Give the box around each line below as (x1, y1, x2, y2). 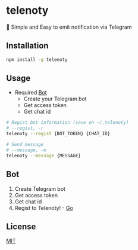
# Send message (6, 142, 44, 148)
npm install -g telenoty (6, 56, 68, 63)
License (6, 221, 36, 231)
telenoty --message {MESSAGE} (6, 153, 81, 158)
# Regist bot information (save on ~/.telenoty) (6, 120, 129, 126)
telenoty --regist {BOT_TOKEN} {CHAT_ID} (6, 131, 111, 137)
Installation (6, 41, 49, 51)
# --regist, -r (6, 125, 44, 132)
